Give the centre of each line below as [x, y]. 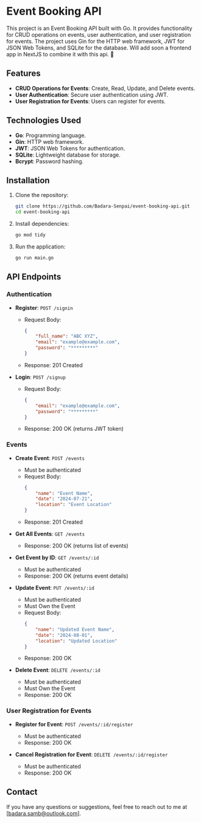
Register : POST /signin [44, 308]
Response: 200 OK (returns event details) [76, 576]
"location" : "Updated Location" [76, 641]
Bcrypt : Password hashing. [49, 161]
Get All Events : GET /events [50, 534]
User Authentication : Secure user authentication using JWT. [92, 95]
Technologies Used [44, 121]
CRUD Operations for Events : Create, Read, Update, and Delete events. [105, 88]
